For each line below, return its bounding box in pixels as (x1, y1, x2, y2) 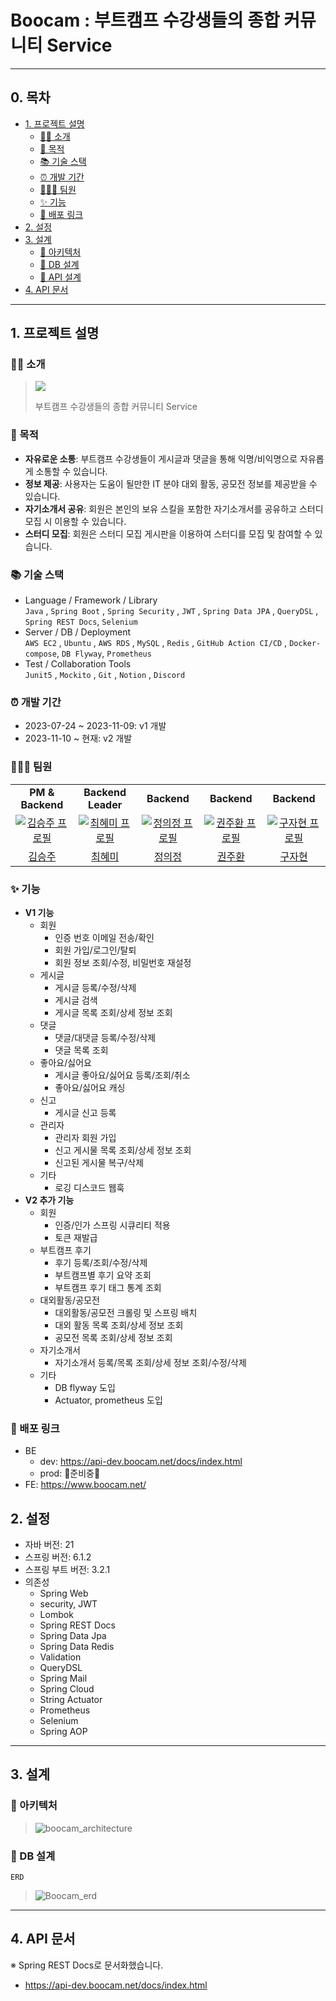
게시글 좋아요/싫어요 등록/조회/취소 (54, 1069, 191, 1081)
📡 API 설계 (39, 271, 82, 283)
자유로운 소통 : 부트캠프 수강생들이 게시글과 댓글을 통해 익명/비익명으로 (24, 452, 298, 465)
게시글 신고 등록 (54, 1106, 117, 1118)
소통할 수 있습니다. (35, 465, 108, 477)
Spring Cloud (39, 1683, 95, 1695)
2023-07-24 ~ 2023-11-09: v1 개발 (24, 720, 167, 732)
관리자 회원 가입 (54, 1131, 117, 1143)
